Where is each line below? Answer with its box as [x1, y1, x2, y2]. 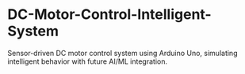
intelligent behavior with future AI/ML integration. [7, 57, 168, 66]
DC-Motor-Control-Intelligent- [7, 6, 212, 24]
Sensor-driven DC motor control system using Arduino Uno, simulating [7, 48, 238, 57]
